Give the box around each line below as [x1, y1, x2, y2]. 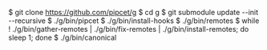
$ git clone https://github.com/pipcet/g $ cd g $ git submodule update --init [8, 8, 259, 17]
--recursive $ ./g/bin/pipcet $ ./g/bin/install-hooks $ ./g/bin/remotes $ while [8, 16, 260, 25]
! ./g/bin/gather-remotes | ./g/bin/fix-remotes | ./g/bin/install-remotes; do [8, 25, 249, 33]
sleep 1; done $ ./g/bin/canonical [8, 33, 117, 42]
